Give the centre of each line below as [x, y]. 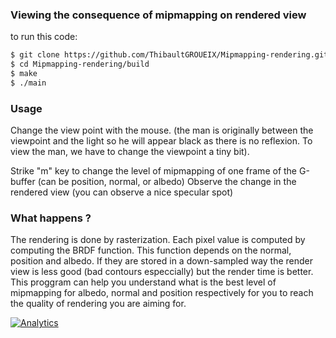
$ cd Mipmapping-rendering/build [80, 64]
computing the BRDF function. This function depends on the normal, [151, 250]
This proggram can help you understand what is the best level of [143, 282]
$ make [24, 74]
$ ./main [28, 83]
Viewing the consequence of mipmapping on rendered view [158, 15]
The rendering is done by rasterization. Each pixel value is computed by [158, 240]
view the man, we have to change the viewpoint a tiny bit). [130, 152]
